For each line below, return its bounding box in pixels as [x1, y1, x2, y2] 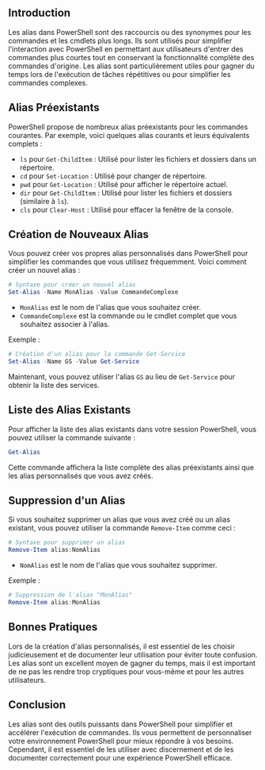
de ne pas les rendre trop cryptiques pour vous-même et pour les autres [8, 666, 244, 676]
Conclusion [8, 698, 66, 712]
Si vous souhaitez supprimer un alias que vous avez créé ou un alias [8, 515, 231, 524]
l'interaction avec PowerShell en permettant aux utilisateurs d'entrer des [8, 44, 244, 54]
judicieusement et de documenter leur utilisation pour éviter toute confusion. [8, 649, 258, 659]
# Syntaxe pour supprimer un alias [8, 538, 126, 546]
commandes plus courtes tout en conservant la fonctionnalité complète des [8, 52, 255, 62]
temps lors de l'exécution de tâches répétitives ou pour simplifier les [8, 69, 231, 79]
